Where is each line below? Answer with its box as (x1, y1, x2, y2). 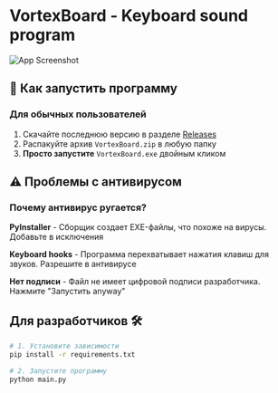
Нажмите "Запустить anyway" (9, 286, 126, 297)
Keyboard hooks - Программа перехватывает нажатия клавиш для (9, 249, 270, 260)
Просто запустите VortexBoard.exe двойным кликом (22, 148, 226, 158)
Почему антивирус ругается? (9, 201, 147, 214)
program (9, 24, 76, 45)
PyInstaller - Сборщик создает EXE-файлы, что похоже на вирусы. (9, 222, 267, 233)
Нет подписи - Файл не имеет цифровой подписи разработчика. (9, 276, 261, 287)
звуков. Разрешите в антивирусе (9, 259, 138, 270)
